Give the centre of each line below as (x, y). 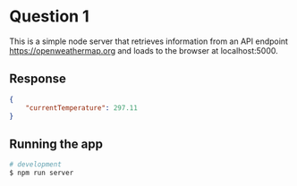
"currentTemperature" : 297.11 (82, 108)
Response (38, 79)
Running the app (56, 144)
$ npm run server (42, 173)
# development (36, 165)
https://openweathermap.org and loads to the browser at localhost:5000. (144, 50)
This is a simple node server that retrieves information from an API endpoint (149, 41)
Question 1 (49, 17)
